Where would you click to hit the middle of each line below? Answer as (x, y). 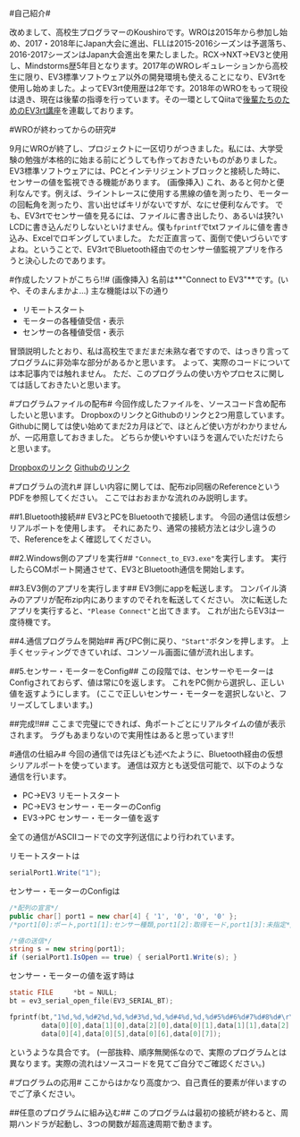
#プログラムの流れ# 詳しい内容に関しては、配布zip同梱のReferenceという (145, 487)
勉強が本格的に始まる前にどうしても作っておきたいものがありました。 (153, 160)
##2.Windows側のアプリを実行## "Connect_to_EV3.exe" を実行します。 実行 (148, 558)
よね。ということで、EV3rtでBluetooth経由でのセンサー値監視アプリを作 (142, 249)
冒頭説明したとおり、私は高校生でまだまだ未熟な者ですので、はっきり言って (150, 351)
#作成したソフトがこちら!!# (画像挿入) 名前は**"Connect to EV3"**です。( (145, 279)
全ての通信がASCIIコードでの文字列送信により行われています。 (124, 837)
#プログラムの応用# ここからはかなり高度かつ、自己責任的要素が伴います (144, 1082)
